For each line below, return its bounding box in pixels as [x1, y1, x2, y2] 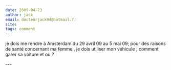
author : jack [5, 12, 33, 17]
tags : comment [5, 27, 36, 32]
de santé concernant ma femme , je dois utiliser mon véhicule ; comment [5, 46, 159, 52]
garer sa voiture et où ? [5, 52, 54, 58]
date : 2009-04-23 [5, 7, 42, 13]
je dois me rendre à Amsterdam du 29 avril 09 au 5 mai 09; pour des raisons [5, 40, 166, 46]
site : [5, 21, 17, 27]
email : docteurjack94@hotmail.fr [5, 17, 77, 22]
